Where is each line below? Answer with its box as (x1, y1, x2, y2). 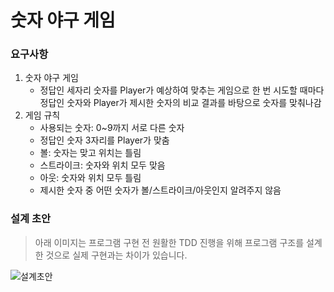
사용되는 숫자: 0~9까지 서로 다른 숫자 (39, 122, 185, 134)
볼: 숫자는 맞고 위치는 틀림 (39, 147, 142, 159)
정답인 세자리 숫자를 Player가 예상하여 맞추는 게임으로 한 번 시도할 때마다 (39, 84, 325, 96)
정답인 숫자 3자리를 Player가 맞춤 (39, 134, 170, 146)
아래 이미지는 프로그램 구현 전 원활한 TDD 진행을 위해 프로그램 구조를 (34, 236, 305, 248)
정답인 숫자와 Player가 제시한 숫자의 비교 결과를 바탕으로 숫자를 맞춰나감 (39, 97, 322, 109)
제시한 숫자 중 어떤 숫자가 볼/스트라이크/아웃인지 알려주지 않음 (39, 184, 282, 196)
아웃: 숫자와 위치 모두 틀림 (39, 172, 142, 184)
